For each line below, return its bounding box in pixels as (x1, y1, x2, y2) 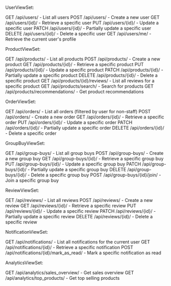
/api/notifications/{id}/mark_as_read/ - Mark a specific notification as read (5, 250, 162, 256)
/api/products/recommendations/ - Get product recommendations (5, 89, 144, 94)
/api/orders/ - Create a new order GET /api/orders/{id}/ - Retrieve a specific (5, 114, 164, 120)
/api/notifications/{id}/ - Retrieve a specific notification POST (5, 244, 134, 250)
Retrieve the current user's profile (5, 36, 77, 42)
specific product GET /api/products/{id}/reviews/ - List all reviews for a (5, 78, 155, 84)
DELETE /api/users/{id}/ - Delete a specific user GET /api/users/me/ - (5, 31, 152, 36)
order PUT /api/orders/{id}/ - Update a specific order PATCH (5, 119, 133, 125)
